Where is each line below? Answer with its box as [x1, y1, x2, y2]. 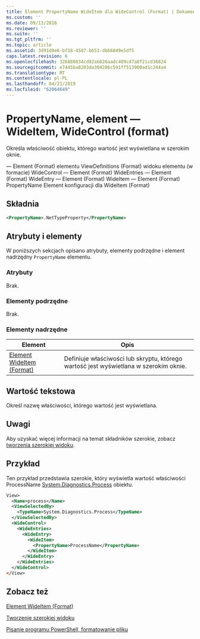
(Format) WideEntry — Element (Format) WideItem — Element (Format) [6, 175, 180, 182]
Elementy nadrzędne [6, 325, 68, 333]
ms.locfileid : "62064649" [6, 87, 70, 93]
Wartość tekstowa [6, 386, 76, 396]
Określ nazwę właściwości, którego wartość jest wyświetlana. [6, 402, 158, 409]
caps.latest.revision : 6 [6, 53, 68, 59]
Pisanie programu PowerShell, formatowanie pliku [6, 625, 129, 633]
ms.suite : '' [6, 31, 39, 37]
